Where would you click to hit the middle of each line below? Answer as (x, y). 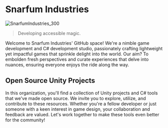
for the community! (25, 120)
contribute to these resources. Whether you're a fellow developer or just (81, 104)
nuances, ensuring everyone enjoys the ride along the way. (67, 65)
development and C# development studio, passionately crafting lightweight (84, 48)
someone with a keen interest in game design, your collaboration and (78, 109)
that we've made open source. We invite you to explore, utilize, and (76, 98)
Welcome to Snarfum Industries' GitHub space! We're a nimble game (77, 43)
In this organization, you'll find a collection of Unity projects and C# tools (81, 93)
